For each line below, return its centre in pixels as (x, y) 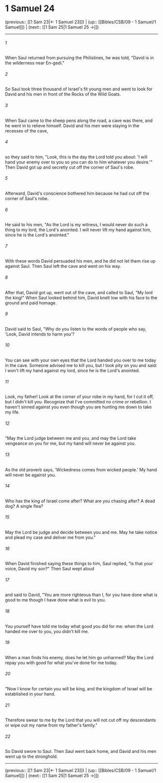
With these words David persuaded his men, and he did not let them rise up (81, 261)
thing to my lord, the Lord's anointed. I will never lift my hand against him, (78, 230)
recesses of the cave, (27, 131)
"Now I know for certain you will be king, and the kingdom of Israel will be (79, 689)
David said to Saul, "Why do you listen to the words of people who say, (76, 329)
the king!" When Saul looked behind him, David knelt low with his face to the (81, 298)
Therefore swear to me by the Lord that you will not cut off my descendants (81, 720)
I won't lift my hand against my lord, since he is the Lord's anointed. (73, 370)
